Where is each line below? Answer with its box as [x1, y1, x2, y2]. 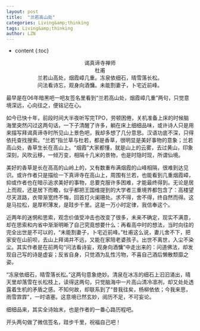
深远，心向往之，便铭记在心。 [11, 102, 85, 109]
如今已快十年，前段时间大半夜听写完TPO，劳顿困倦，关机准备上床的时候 [6, 114, 184, 122]
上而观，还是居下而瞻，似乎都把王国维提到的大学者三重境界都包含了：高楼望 [6, 187, 194, 194]
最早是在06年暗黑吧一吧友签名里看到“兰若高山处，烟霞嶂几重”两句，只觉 [6, 94, 185, 102]
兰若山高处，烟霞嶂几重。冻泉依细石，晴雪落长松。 [37, 75, 162, 81]
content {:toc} [14, 47, 49, 54]
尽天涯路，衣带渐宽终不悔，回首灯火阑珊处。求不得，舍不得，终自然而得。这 [6, 194, 194, 201]
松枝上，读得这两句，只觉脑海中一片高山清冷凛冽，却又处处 [42, 279, 189, 286]
